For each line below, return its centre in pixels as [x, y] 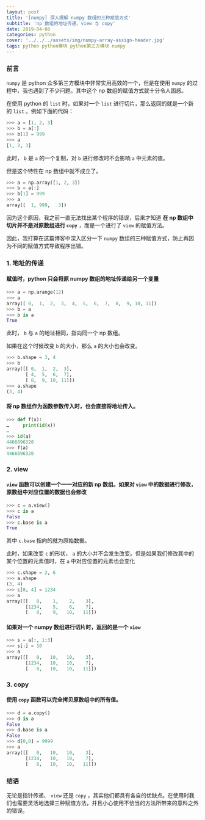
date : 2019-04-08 [28, 29]
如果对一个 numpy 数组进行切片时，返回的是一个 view [74, 627]
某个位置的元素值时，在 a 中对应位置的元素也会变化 [71, 561]
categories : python [31, 35]
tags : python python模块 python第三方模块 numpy [66, 46]
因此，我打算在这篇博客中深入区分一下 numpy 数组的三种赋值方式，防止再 [98, 238]
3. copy [18, 684]
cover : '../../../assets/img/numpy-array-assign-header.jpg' [86, 40]
